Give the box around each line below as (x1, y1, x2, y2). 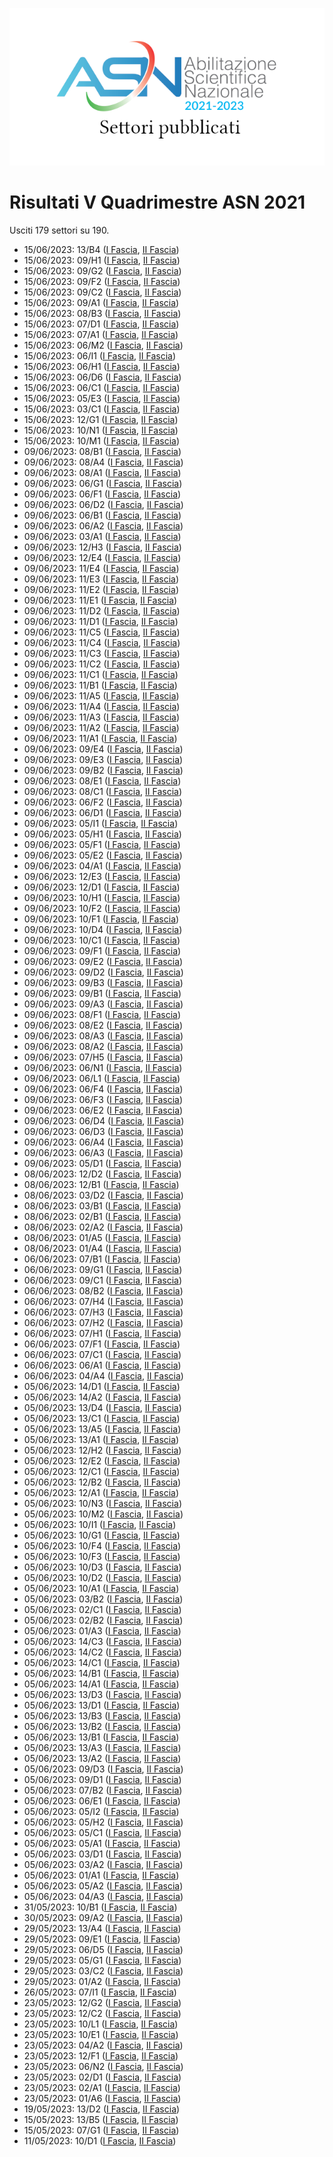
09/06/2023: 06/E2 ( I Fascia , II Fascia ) (23, 1104, 184, 1116)
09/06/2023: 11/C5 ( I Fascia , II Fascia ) (23, 626, 181, 638)
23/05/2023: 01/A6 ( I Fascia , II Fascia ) (23, 2092, 182, 2104)
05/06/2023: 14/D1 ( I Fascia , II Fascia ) (23, 1380, 181, 1392)
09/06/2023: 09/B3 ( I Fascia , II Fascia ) (23, 976, 184, 988)
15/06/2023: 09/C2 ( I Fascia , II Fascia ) (23, 286, 182, 298)
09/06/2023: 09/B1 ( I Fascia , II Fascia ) (23, 987, 182, 999)
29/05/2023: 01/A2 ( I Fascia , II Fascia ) (23, 1975, 182, 1987)
